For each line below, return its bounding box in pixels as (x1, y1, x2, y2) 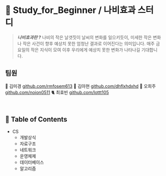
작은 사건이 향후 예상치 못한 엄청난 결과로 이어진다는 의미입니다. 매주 (22, 40, 155, 46)
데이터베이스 (19, 159, 44, 165)
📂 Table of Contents (5, 115, 67, 124)
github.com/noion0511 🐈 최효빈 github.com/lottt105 (5, 89, 109, 95)
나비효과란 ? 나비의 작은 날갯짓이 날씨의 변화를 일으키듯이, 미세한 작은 (17, 34, 152, 40)
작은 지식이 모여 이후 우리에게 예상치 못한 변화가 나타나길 (30, 47, 140, 53)
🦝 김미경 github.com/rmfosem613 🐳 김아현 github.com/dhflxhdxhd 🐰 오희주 (5, 83, 156, 89)
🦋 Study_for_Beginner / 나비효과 (5, 4, 136, 16)
